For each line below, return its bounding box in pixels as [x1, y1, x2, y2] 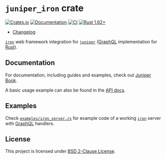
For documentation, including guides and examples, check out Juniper [5, 72, 151, 78]
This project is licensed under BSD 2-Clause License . [5, 148, 116, 154]
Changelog [12, 29, 36, 35]
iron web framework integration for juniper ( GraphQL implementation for [5, 38, 157, 45]
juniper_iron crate [5, 3, 84, 14]
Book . [5, 77, 18, 83]
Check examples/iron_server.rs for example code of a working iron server [5, 115, 161, 121]
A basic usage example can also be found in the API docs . [5, 87, 126, 93]
